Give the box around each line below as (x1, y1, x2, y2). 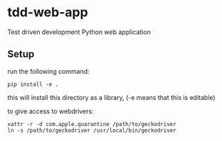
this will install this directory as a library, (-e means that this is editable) (7, 93, 216, 101)
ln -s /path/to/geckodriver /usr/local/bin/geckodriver (7, 127, 176, 134)
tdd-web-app (7, 4, 88, 21)
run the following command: (7, 67, 90, 75)
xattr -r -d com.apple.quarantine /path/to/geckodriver (7, 120, 176, 128)
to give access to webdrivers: (7, 107, 94, 115)
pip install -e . (7, 81, 59, 88)
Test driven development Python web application (7, 28, 151, 36)
